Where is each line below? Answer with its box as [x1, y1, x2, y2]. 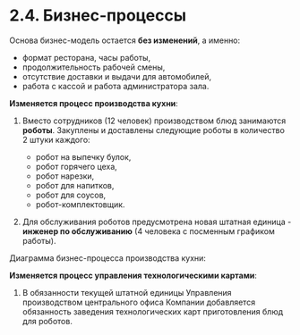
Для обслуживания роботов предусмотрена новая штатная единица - [21, 216, 292, 227]
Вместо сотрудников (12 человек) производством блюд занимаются [21, 115, 287, 126]
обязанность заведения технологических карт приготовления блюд [21, 306, 284, 317]
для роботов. [21, 315, 73, 326]
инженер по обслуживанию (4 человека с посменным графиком [21, 225, 276, 237]
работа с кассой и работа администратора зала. [21, 80, 210, 91]
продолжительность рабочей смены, [21, 62, 166, 72]
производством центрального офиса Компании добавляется [21, 297, 256, 307]
